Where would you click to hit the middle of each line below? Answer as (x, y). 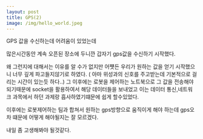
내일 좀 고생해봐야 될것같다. (39, 130)
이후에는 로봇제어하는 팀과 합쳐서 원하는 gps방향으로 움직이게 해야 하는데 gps (98, 110)
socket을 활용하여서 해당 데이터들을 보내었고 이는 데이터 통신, (105, 89)
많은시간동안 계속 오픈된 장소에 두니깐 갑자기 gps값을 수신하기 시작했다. (91, 54)
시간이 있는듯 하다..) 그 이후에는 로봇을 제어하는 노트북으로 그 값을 (95, 82)
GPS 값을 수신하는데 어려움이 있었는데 (52, 41)
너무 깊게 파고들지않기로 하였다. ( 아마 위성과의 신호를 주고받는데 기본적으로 (101, 74)
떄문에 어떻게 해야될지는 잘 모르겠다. (55, 117)
